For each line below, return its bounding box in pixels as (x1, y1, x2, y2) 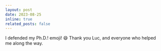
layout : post (5, 7, 33, 12)
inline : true (5, 16, 33, 21)
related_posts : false (5, 21, 51, 26)
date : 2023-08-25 (5, 12, 42, 17)
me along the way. (5, 40, 44, 46)
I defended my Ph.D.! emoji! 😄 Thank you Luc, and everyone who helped (5, 35, 156, 41)
